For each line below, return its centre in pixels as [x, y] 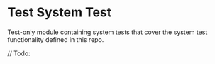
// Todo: [19, 53]
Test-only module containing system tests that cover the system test [107, 32]
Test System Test [60, 12]
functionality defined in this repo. [56, 39]
